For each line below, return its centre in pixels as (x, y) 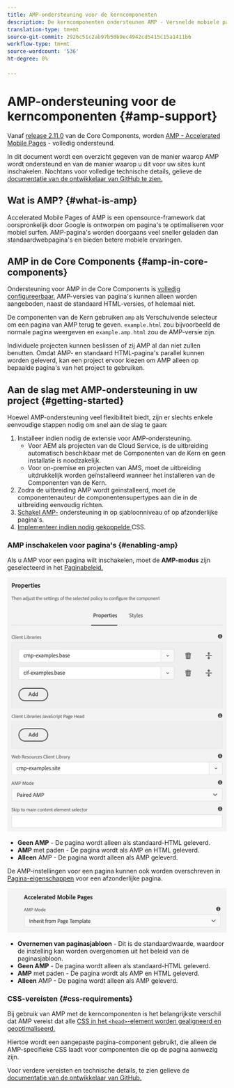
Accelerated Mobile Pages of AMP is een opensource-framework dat (106, 217)
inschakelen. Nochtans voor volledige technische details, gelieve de (104, 171)
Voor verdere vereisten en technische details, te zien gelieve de (99, 1071)
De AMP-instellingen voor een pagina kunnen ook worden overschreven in (114, 871)
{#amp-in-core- (172, 261)
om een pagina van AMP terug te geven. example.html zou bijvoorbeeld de (114, 325)
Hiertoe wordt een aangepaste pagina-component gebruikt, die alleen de (112, 1042)
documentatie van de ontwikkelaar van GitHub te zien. (85, 178)
